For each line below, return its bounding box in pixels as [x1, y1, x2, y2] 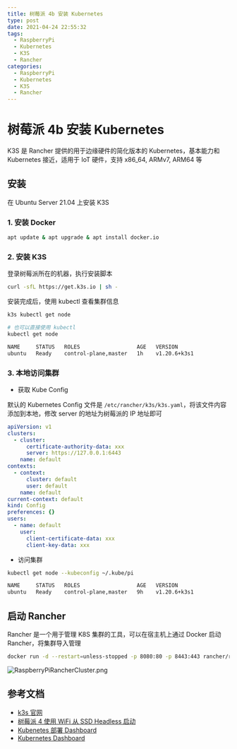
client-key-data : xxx [25, 541, 90, 548]
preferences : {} [7, 509, 55, 516]
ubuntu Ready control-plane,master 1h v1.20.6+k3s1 [7, 350, 194, 357]
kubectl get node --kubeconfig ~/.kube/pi [7, 570, 134, 577]
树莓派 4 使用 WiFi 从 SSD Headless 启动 [17, 716, 136, 725]
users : [7, 515, 27, 523]
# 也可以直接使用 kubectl [7, 324, 76, 331]
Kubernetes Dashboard [17, 733, 85, 742]
